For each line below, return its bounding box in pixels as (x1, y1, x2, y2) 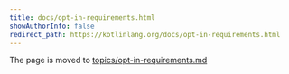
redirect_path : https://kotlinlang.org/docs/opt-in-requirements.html (9, 30, 281, 39)
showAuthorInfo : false (9, 22, 95, 31)
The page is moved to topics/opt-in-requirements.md (9, 55, 208, 66)
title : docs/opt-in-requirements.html (9, 13, 155, 23)
